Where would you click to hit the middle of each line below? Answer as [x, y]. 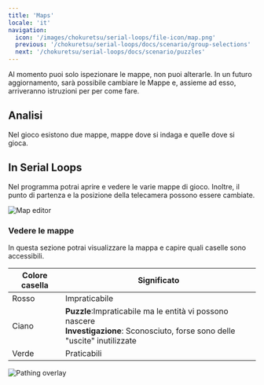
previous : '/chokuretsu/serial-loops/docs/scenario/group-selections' [133, 45]
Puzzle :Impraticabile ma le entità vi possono [147, 311]
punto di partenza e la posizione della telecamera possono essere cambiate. [132, 195]
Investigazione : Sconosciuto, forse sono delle [150, 331]
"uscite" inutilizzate [101, 340]
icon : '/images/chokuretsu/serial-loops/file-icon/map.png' [115, 37]
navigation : [27, 30]
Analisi [26, 116]
